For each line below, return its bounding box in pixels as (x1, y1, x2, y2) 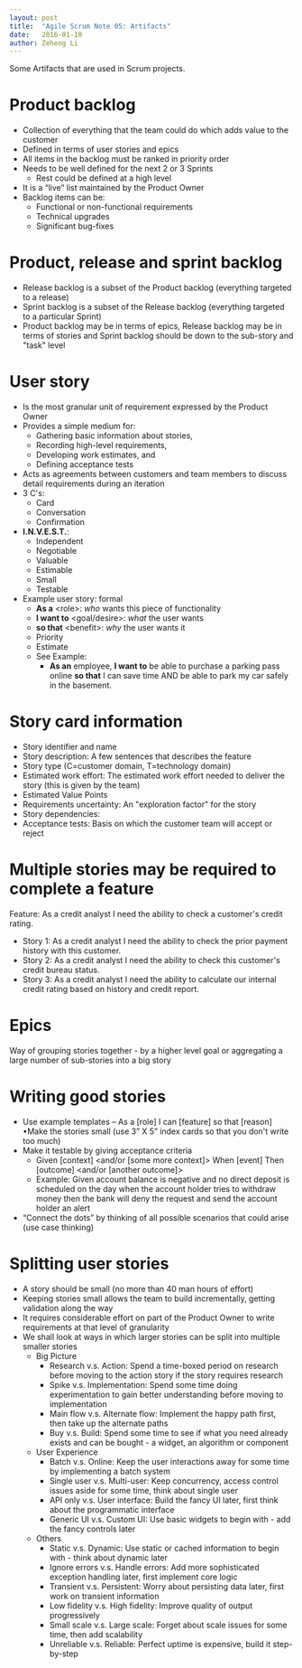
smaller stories (22, 1341, 78, 1352)
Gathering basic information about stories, (35, 430, 194, 441)
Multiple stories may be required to (9, 859, 277, 880)
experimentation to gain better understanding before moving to (49, 1389, 284, 1400)
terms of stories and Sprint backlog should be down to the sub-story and (22, 331, 294, 342)
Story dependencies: (22, 809, 101, 819)
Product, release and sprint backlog (9, 252, 283, 273)
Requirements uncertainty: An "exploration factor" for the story (22, 799, 257, 810)
